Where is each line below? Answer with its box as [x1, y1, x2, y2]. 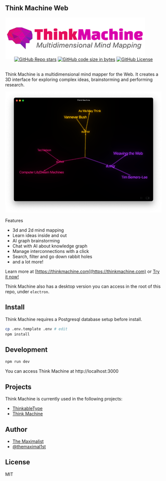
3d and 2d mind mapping [12, 227, 64, 233]
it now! [5, 274, 19, 280]
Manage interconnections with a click [12, 248, 89, 254]
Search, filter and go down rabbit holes [12, 253, 92, 260]
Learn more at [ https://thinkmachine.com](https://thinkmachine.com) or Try [5, 268, 160, 275]
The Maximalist [12, 438, 44, 444]
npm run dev [5, 359, 30, 364]
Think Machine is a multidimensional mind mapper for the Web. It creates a [5, 71, 159, 77]
